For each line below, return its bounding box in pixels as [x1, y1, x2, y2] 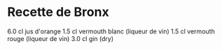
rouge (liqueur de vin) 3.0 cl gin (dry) [7, 34, 114, 42]
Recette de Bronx [7, 4, 110, 20]
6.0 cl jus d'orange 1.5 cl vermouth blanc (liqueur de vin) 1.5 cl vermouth [7, 27, 215, 35]
